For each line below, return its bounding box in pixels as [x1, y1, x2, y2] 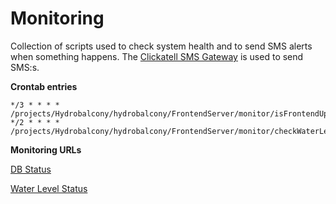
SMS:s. [10, 61, 40, 73]
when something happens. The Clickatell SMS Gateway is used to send [10, 50, 304, 62]
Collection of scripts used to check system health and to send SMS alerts [10, 40, 313, 52]
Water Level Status [10, 182, 88, 194]
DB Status [10, 163, 52, 175]
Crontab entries [10, 80, 78, 92]
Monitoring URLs [10, 143, 82, 156]
